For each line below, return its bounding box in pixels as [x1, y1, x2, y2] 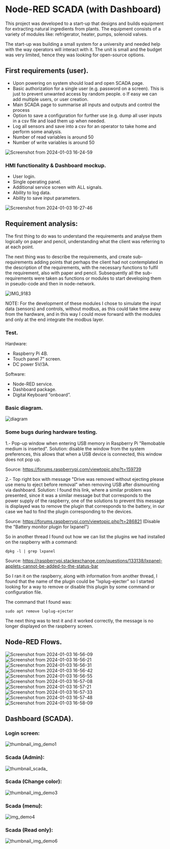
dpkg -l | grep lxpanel [5, 548, 56, 554]
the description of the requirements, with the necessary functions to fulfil [5, 264, 158, 270]
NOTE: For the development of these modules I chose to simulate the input [5, 300, 161, 306]
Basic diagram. [5, 405, 43, 412]
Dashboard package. [12, 386, 57, 393]
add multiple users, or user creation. [12, 96, 89, 102]
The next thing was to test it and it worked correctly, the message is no [5, 617, 154, 624]
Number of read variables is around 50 [12, 134, 94, 140]
